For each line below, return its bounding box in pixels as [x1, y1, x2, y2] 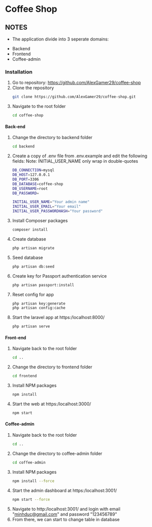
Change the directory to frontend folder [12, 364, 92, 370]
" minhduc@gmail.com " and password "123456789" [12, 511, 117, 517]
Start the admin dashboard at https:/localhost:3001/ [12, 487, 117, 493]
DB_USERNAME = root [12, 186, 48, 191]
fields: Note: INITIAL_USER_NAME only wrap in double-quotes [12, 158, 139, 164]
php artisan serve [12, 324, 50, 329]
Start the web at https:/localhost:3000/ [12, 401, 91, 407]
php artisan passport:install [12, 282, 75, 287]
